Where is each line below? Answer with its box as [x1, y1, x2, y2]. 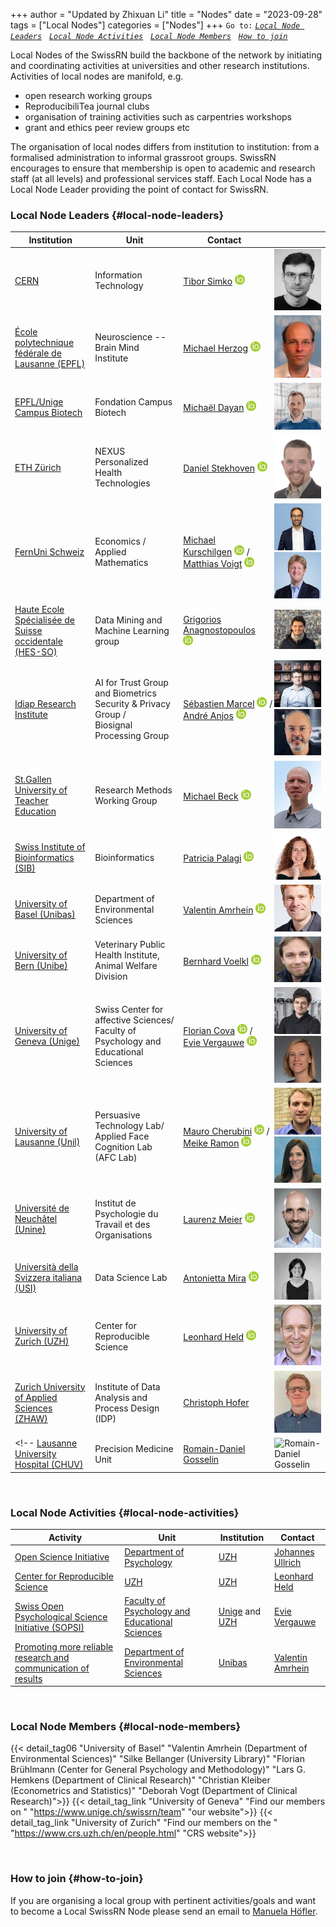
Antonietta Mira [183, 1272, 247, 1284]
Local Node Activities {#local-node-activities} [10, 1505, 240, 1519]
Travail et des [94, 1218, 151, 1230]
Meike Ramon [183, 1137, 240, 1149]
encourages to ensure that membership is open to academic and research [10, 162, 316, 174]
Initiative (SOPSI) [14, 1621, 85, 1633]
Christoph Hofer [183, 1397, 250, 1409]
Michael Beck [183, 790, 239, 802]
